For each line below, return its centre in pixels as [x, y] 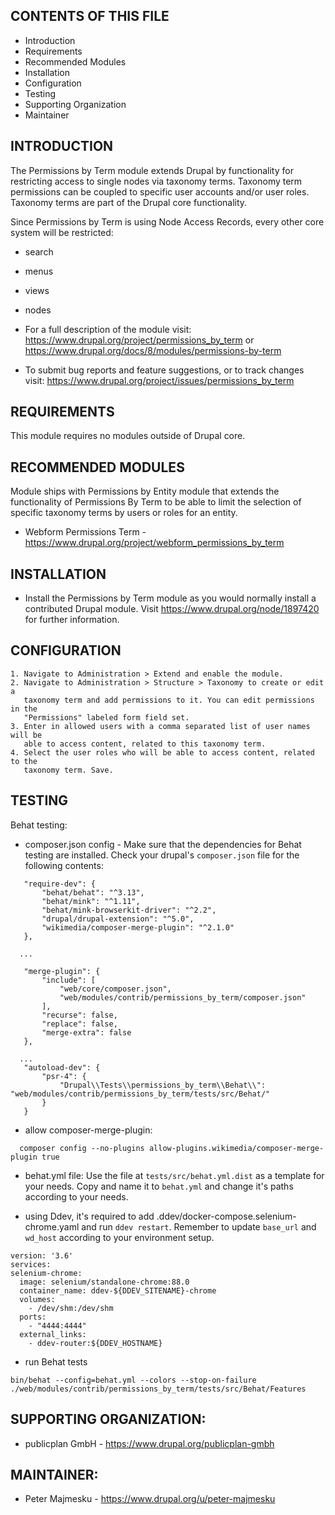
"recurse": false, [79, 1015]
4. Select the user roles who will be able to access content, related [162, 752]
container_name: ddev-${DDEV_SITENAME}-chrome [118, 1290]
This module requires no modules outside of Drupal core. [128, 436]
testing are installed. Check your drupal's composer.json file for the [162, 855]
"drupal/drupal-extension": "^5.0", [118, 919]
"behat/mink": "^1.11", [91, 901]
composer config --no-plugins [82, 1148]
